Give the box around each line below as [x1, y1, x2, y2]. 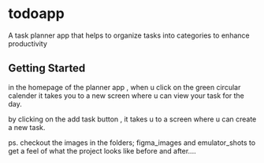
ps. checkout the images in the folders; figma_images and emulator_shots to [8, 138, 256, 147]
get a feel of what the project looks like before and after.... [8, 146, 196, 155]
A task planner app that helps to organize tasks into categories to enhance [8, 31, 250, 40]
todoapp [8, 5, 65, 23]
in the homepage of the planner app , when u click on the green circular [8, 82, 241, 92]
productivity [8, 38, 47, 48]
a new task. [8, 122, 46, 132]
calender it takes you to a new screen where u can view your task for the [8, 91, 244, 100]
